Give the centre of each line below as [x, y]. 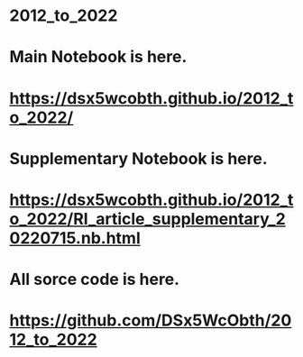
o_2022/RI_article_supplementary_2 [147, 219]
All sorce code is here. [95, 279]
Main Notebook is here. [98, 57]
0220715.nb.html [75, 238]
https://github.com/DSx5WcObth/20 [151, 320]
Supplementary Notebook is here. [138, 158]
